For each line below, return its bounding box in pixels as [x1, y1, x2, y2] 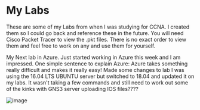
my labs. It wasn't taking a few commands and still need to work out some [6, 78, 189, 86]
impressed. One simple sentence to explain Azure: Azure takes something [6, 60, 188, 67]
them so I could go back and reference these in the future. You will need [6, 29, 184, 36]
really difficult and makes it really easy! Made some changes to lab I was [6, 66, 184, 73]
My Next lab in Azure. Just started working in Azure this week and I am [6, 54, 181, 61]
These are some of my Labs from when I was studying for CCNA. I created [6, 23, 190, 30]
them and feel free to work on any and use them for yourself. [6, 42, 156, 49]
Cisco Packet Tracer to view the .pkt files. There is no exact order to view [6, 36, 187, 43]
